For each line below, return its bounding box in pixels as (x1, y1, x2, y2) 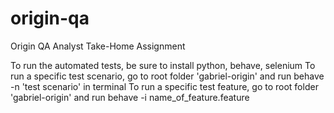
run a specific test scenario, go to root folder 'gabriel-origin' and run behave (10, 70, 325, 82)
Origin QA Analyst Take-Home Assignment (10, 40, 186, 52)
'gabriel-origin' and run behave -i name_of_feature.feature (10, 91, 250, 103)
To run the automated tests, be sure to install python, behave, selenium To (10, 59, 316, 71)
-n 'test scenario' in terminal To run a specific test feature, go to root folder (10, 80, 319, 92)
